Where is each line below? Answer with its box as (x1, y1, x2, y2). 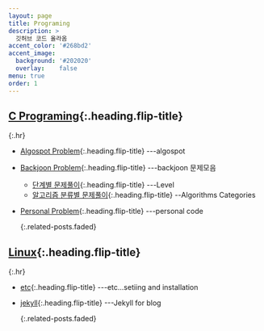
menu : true (8, 72, 45, 80)
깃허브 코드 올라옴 (15, 34, 68, 43)
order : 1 (8, 79, 38, 87)
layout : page (8, 11, 52, 20)
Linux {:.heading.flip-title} (8, 245, 141, 259)
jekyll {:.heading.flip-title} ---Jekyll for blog (19, 298, 161, 308)
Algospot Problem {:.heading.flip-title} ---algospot (19, 146, 186, 156)
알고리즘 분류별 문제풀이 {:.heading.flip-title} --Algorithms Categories (31, 191, 256, 200)
